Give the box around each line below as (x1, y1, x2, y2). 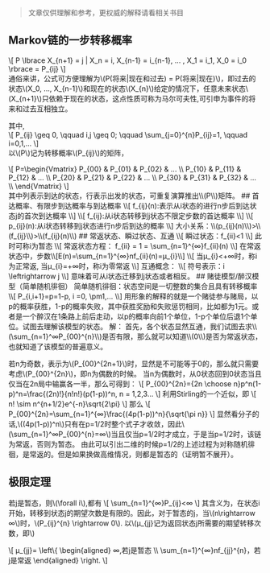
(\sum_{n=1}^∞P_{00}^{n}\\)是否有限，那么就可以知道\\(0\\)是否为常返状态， (8, 332, 263, 341)
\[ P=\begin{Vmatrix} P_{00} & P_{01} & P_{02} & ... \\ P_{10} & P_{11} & (8, 164, 242, 174)
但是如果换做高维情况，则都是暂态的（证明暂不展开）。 (57, 449, 238, 459)
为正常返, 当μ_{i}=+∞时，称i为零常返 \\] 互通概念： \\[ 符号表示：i (8, 261, 226, 270)
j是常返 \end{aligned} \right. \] (8, 555, 108, 565)
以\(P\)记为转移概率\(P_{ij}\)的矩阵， (8, 148, 129, 158)
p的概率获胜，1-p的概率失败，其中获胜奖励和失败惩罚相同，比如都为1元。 (8, 301, 252, 311)
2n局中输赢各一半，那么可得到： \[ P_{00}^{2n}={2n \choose (29, 378, 232, 389)
